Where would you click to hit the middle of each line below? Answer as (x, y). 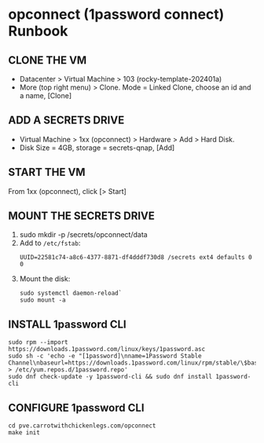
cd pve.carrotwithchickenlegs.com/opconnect (82, 426)
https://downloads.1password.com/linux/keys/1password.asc (107, 350)
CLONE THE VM (48, 60)
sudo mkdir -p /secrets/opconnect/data (83, 235)
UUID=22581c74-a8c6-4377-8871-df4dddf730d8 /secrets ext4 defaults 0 (136, 258)
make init (24, 433)
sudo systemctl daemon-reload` (71, 293)
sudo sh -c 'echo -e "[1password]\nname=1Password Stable (105, 356)
